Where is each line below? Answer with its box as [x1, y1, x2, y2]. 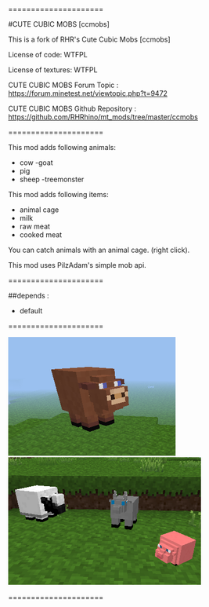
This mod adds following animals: [8, 143, 116, 152]
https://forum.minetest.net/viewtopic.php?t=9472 [8, 89, 168, 98]
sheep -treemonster [19, 174, 85, 184]
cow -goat [19, 158, 53, 167]
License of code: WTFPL [8, 50, 88, 59]
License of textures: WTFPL [8, 65, 98, 75]
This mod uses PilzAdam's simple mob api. [8, 261, 146, 269]
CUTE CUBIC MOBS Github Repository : [8, 104, 137, 113]
